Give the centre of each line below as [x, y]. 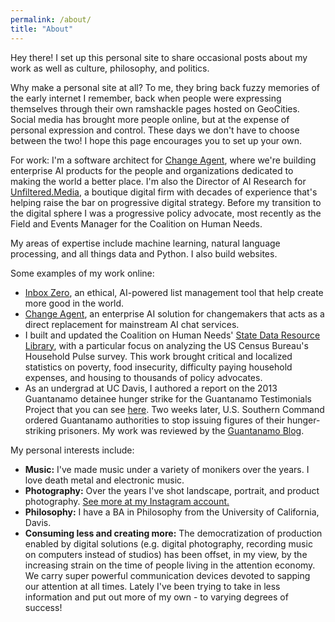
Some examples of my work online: [82, 273]
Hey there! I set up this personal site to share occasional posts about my [159, 57]
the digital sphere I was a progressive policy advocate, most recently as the [166, 213]
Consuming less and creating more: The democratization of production [173, 533]
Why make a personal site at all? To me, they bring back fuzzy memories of [165, 87]
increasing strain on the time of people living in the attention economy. [170, 565]
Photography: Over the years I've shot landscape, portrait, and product [172, 490]
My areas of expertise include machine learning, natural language [145, 243]
